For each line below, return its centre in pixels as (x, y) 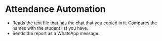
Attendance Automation (56, 9)
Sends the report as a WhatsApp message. (56, 33)
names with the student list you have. (50, 28)
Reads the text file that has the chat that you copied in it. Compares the (84, 23)
